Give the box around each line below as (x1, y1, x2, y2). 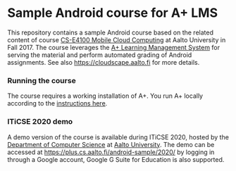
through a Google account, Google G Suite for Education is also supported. (7, 155, 225, 163)
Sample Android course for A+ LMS (7, 5, 218, 21)
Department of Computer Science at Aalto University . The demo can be (7, 140, 215, 148)
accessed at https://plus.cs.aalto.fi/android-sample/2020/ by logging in (7, 148, 215, 156)
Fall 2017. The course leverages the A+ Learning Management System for (7, 43, 221, 51)
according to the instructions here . (7, 99, 108, 108)
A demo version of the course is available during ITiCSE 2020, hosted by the (7, 132, 229, 141)
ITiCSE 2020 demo (7, 117, 73, 127)
